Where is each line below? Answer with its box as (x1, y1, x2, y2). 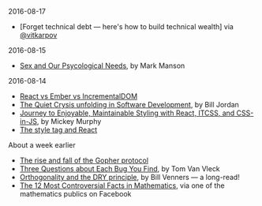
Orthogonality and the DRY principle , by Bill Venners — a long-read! (19, 173, 241, 182)
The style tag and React (19, 125, 98, 134)
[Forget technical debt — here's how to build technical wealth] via (19, 22, 234, 31)
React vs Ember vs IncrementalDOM (19, 92, 138, 101)
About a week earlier (8, 140, 77, 149)
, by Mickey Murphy (36, 117, 102, 125)
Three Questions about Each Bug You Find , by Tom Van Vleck (19, 164, 221, 173)
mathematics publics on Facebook (19, 189, 132, 198)
